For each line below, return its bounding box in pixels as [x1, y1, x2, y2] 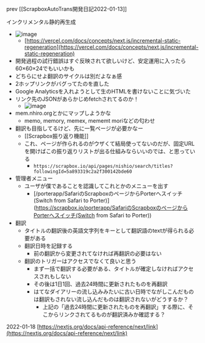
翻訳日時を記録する [24, 242, 73, 249]
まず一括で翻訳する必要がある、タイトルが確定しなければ [33, 265, 178, 272]
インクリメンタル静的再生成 [6, 18, 76, 26]
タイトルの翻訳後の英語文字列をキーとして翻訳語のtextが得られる [24, 227, 189, 234]
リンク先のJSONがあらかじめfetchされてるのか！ [15, 95, 139, 103]
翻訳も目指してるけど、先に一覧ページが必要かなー [15, 125, 143, 132]
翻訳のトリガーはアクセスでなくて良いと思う [24, 258, 137, 264]
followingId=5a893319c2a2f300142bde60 [33, 168, 132, 175]
